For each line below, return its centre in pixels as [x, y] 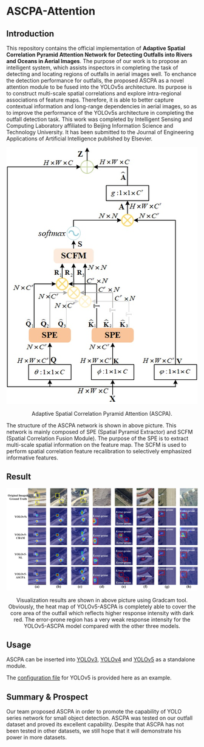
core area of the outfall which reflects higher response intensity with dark [102, 613]
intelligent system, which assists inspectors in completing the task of [92, 67]
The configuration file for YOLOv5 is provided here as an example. [89, 678]
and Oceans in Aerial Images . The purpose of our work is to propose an [97, 61]
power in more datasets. [37, 737]
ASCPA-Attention [51, 11]
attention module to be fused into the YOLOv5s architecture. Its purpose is [99, 87]
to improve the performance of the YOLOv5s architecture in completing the [100, 113]
